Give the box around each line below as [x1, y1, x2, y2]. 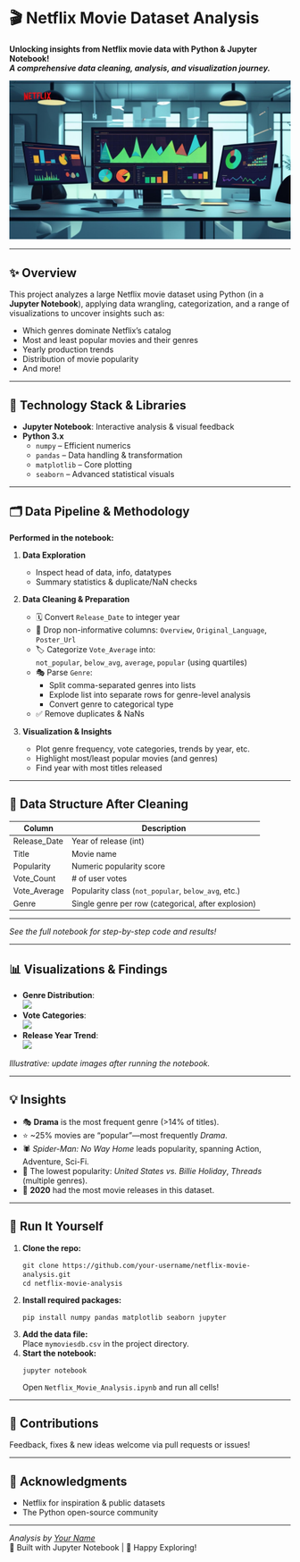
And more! [21, 364, 62, 374]
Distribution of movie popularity [21, 354, 139, 365]
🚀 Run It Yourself [9, 1219, 104, 1234]
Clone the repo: [21, 1242, 82, 1253]
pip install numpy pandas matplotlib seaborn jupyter [21, 1313, 227, 1322]
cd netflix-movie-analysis [21, 1279, 123, 1288]
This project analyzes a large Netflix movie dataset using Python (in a [9, 289, 264, 300]
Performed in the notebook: [9, 532, 114, 542]
